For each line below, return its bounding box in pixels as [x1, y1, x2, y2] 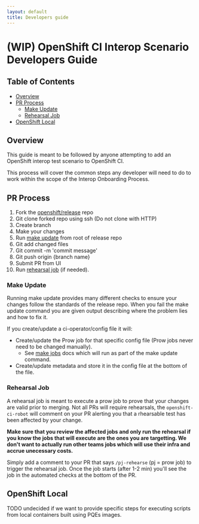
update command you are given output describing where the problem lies [7, 307, 188, 314]
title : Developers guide [7, 14, 69, 20]
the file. [15, 369, 35, 376]
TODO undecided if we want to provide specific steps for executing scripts [7, 504, 191, 512]
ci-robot [7, 411, 29, 417]
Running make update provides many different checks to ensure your [7, 295, 177, 302]
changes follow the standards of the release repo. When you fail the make [7, 301, 189, 308]
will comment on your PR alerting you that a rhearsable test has [29, 410, 186, 417]
